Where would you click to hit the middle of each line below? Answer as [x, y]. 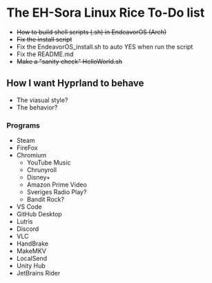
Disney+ [39, 178]
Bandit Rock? [46, 200]
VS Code [29, 207]
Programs [23, 125]
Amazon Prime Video [57, 185]
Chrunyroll [41, 170]
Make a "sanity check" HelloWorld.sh [69, 61]
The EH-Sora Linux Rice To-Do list [106, 13]
